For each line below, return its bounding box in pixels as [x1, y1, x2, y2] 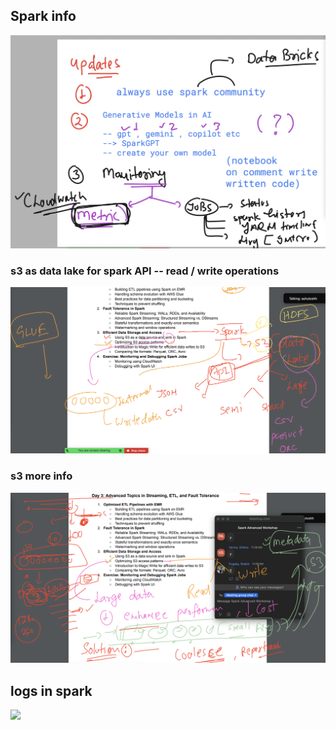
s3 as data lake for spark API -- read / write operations [10, 264, 280, 278]
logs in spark [10, 682, 93, 699]
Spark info [10, 8, 77, 25]
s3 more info [10, 469, 73, 483]
